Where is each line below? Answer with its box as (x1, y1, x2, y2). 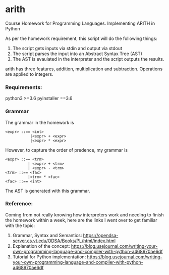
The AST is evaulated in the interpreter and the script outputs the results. (12, 56, 164, 62)
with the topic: (5, 222, 35, 228)
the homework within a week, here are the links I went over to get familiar (5, 217, 157, 223)
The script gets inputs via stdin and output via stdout (12, 45, 123, 51)
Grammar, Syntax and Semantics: (12, 232, 82, 238)
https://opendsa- (83, 232, 119, 238)
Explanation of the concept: (12, 243, 70, 249)
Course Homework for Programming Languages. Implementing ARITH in (5, 20, 155, 26)
